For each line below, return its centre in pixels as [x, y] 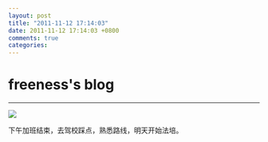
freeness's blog [61, 85]
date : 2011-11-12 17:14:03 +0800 [64, 30]
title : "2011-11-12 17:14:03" [59, 23]
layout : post [30, 16]
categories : [28, 45]
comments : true [33, 38]
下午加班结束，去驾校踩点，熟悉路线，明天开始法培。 [96, 130]
